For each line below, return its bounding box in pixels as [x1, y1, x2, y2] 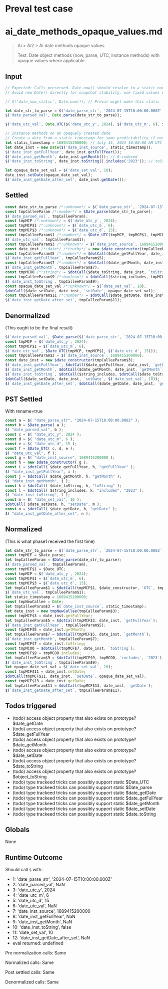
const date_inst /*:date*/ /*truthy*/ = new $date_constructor [5, 246, 140, 251]
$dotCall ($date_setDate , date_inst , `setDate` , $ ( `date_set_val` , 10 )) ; [5, 376, 160, 381]
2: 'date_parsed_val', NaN [12, 882, 65, 888]
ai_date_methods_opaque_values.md [5, 26, 162, 38]
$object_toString [12, 773, 47, 779]
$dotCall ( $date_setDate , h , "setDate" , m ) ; [5, 502, 101, 507]
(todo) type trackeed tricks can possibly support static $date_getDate [12, 789, 156, 796]
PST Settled [5, 394, 43, 404]
